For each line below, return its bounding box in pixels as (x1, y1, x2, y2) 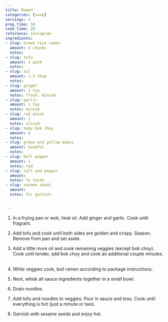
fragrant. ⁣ (12, 220, 33, 226)
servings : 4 (5, 17, 31, 22)
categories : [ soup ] (5, 12, 47, 17)
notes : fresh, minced (10, 93, 56, 98)
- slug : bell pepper (5, 154, 49, 159)
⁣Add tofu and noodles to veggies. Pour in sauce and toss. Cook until (12, 296, 156, 302)
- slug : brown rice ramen (5, 41, 60, 46)
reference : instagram (5, 31, 51, 36)
